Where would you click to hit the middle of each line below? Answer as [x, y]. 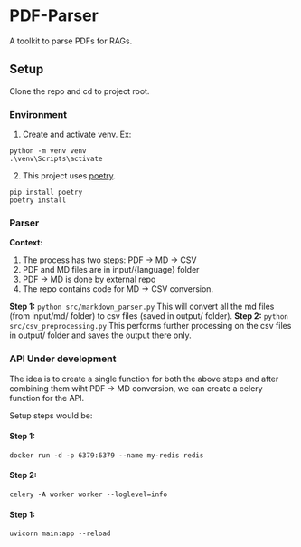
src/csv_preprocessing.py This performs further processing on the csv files [150, 326]
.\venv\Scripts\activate [56, 159]
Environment [38, 114]
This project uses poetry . [69, 176]
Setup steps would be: [51, 415]
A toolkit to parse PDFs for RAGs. [71, 41]
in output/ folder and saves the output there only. [100, 335]
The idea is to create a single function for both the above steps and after [144, 379]
